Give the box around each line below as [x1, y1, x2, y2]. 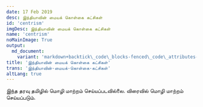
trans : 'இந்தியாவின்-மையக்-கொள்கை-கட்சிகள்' [6, 65, 111, 71]
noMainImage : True [6, 37, 53, 43]
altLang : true [6, 71, 42, 77]
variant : [17, 54, 39, 60]
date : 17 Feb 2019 [6, 8, 53, 15]
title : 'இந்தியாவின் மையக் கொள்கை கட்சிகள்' [6, 59, 111, 65]
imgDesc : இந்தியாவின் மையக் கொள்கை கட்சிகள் [6, 25, 111, 32]
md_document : [11, 48, 45, 54]
